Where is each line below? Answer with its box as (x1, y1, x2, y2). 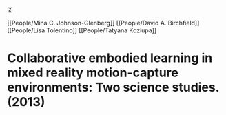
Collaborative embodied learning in (7, 50, 213, 66)
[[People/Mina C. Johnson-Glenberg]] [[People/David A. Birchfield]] (7, 19, 200, 27)
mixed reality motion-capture (7, 65, 179, 81)
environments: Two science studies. (7, 80, 219, 95)
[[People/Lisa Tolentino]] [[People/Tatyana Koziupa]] (7, 26, 157, 34)
